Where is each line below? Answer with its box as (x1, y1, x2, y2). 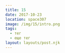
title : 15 (5, 7, 26, 13)
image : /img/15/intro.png (5, 21, 60, 27)
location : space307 (5, 17, 47, 22)
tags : (5, 26, 17, 31)
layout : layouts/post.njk (5, 40, 60, 45)
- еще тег (10, 36, 30, 41)
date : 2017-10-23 (5, 12, 42, 17)
